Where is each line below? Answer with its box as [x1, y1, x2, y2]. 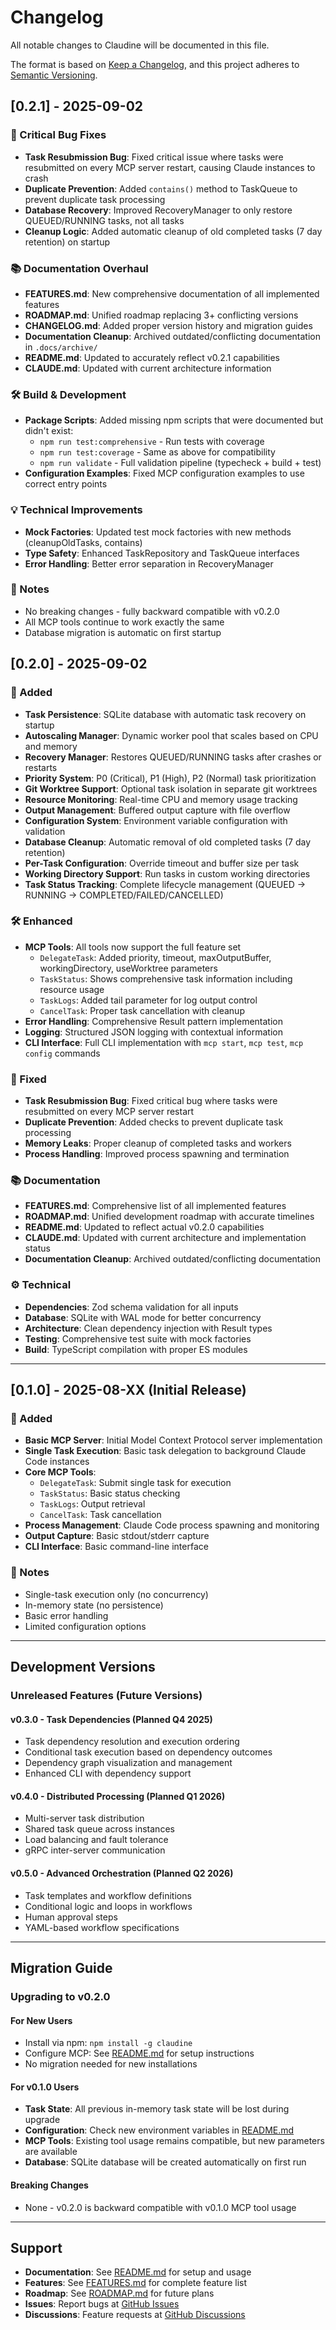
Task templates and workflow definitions [24, 1889, 192, 1901]
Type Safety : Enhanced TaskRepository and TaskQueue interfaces [24, 547, 300, 559]
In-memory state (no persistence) [24, 1599, 164, 1611]
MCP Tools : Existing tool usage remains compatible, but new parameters [24, 2135, 325, 2147]
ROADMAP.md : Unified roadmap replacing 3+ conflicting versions [24, 309, 299, 321]
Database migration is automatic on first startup [24, 626, 222, 638]
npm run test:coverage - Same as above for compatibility [39, 446, 276, 458]
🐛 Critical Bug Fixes [10, 128, 107, 142]
